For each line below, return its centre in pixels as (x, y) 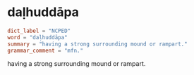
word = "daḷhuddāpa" (38, 37)
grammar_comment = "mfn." (45, 50)
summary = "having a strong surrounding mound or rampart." (98, 44)
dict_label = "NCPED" (39, 31)
